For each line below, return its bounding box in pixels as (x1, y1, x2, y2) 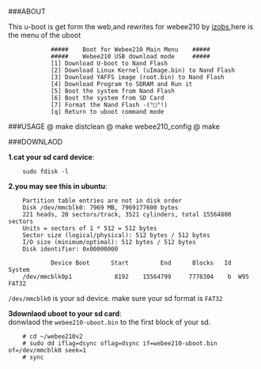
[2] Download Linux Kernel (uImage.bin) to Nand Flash (50, 66, 236, 74)
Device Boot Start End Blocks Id (50, 259, 232, 267)
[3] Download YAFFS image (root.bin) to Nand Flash (50, 73, 225, 81)
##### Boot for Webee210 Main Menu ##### (50, 46, 211, 54)
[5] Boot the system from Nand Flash (50, 87, 176, 95)
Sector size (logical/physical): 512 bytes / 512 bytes (22, 232, 211, 239)
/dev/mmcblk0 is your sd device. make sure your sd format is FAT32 (8, 294, 223, 303)
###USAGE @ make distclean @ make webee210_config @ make (8, 122, 220, 131)
